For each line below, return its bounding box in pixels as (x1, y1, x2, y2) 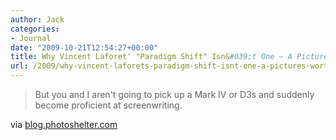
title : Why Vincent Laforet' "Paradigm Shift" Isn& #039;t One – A (10, 52, 293, 62)
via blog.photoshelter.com (10, 119, 118, 130)
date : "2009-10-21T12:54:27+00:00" (10, 42, 159, 53)
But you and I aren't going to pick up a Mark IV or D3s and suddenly (34, 89, 315, 100)
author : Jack (10, 14, 65, 25)
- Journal (10, 33, 52, 43)
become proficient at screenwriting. (34, 99, 183, 111)
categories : (10, 24, 60, 34)
